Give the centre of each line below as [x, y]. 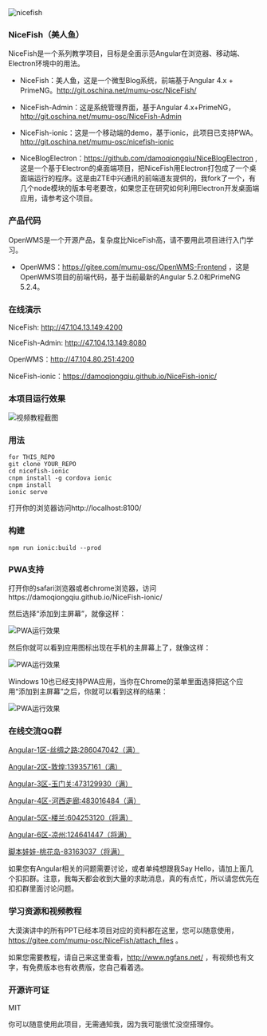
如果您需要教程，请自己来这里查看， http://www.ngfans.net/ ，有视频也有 [128, 957]
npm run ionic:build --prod [55, 548]
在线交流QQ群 [35, 731]
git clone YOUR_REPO [43, 465]
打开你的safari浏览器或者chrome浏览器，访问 [82, 588]
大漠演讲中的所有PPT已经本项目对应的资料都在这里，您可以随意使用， [123, 930]
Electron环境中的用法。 [47, 64]
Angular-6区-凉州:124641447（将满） [70, 835]
